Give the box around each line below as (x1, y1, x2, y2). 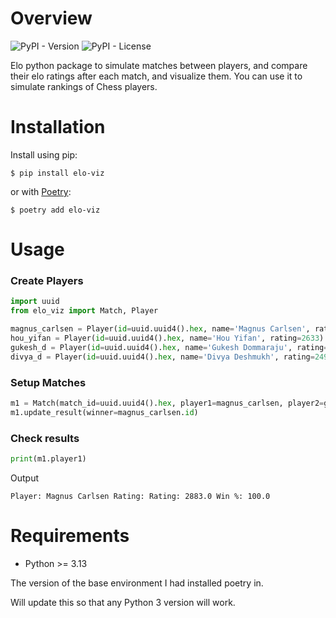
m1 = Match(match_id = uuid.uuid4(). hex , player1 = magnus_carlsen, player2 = (10, 398, 325, 408)
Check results (10, 431, 80, 445)
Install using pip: (10, 148, 78, 161)
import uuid (10, 297, 60, 307)
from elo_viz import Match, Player (10, 306, 159, 316)
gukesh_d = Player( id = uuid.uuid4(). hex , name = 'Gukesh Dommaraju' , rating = (10, 342, 329, 352)
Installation (10, 116, 106, 139)
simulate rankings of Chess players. (10, 80, 158, 92)
